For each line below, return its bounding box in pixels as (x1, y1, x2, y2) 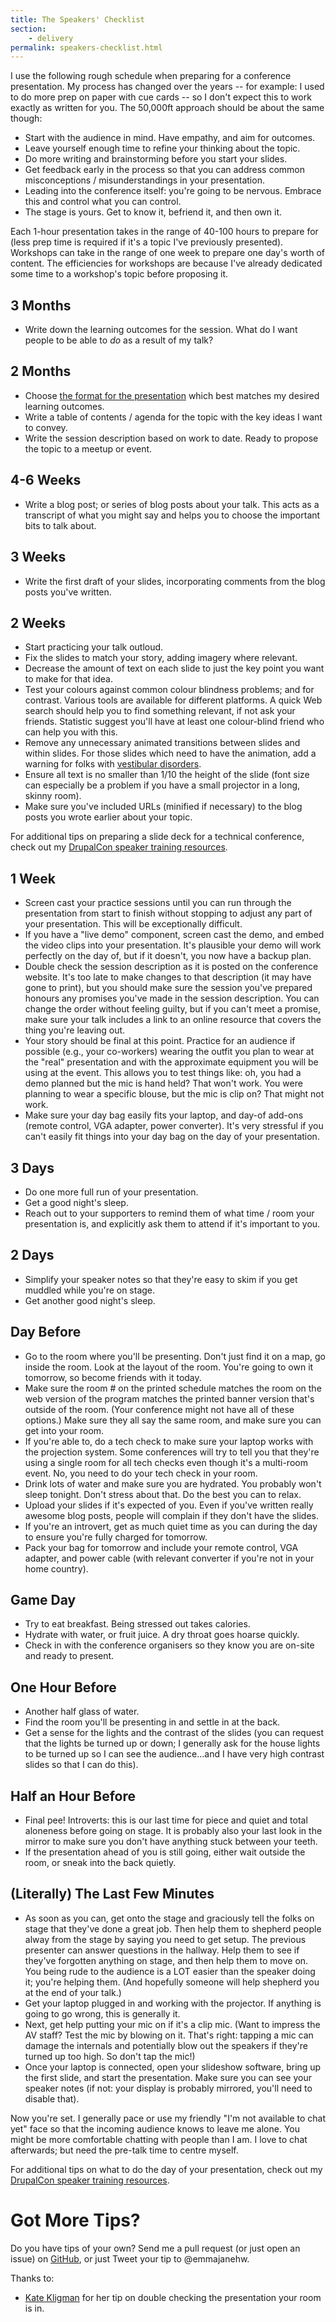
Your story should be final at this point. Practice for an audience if (24, 1035, 296, 1047)
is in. (24, 2302, 45, 2314)
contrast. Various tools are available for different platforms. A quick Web (24, 694, 323, 706)
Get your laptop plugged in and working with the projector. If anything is (24, 1997, 322, 2009)
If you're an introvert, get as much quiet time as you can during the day (24, 1520, 318, 1532)
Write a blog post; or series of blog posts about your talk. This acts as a (24, 498, 320, 510)
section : (10, 24, 47, 34)
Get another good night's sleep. (24, 1294, 156, 1306)
